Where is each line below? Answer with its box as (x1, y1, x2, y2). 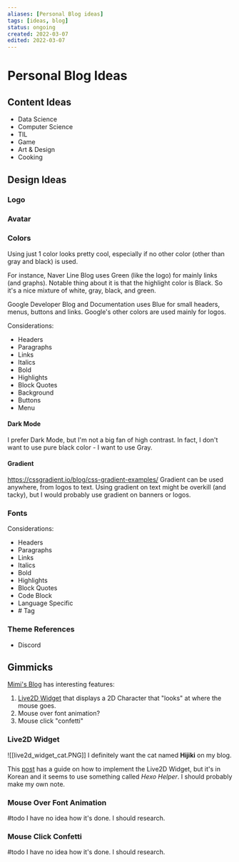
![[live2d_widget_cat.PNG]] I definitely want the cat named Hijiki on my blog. (7, 751, 232, 759)
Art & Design (17, 146, 56, 154)
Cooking (17, 153, 43, 161)
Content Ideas (7, 96, 72, 108)
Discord (17, 640, 41, 649)
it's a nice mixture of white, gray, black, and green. (7, 286, 156, 295)
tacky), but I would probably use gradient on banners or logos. (7, 490, 191, 500)
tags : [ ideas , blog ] (7, 17, 69, 24)
